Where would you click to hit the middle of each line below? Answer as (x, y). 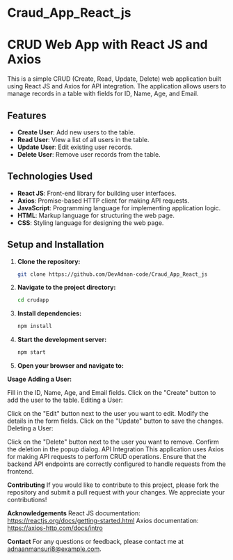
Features (27, 115)
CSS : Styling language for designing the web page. (90, 223)
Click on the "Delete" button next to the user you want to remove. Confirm (113, 442)
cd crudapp (33, 300)
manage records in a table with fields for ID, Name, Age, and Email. (103, 94)
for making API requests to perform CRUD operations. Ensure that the (107, 457)
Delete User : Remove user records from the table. (89, 154)
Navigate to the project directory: (66, 288)
